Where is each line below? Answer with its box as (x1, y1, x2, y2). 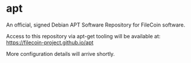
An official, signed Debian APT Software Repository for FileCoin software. (6, 21, 186, 28)
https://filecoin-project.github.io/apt (6, 39, 93, 46)
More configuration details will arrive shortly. (6, 50, 115, 57)
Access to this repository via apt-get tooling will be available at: (6, 32, 161, 39)
